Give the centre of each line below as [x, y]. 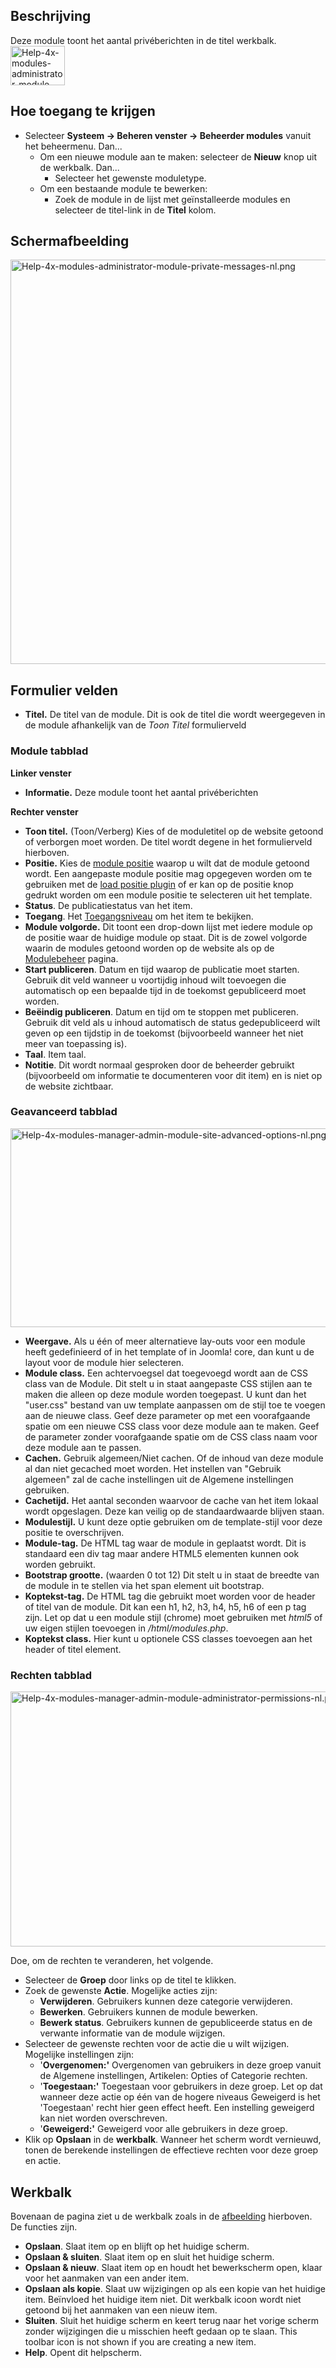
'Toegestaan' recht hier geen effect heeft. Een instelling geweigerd [177, 2108]
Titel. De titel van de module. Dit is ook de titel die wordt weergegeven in [175, 715]
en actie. [43, 2161]
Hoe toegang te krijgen [83, 111]
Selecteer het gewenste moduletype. [130, 178]
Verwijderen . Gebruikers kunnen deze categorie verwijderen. [166, 2001]
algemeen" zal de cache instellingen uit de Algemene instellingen [159, 1479]
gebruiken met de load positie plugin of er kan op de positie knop [159, 884]
